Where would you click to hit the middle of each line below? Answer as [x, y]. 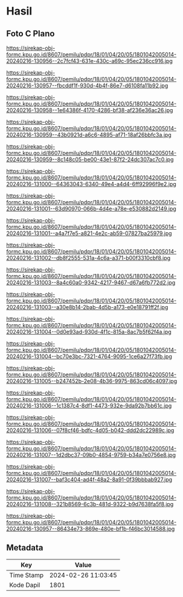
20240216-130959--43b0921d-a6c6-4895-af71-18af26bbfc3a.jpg [89, 135]
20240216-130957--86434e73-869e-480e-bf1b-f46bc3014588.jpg [91, 529]
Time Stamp [27, 575]
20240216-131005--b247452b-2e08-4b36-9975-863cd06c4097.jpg [92, 381]
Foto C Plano [30, 34]
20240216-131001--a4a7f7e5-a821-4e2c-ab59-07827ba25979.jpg [89, 233]
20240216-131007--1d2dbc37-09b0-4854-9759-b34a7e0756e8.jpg [91, 455]
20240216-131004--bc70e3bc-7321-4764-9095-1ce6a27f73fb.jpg [89, 356]
